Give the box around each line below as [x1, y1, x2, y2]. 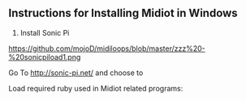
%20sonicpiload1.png [8, 52, 81, 61]
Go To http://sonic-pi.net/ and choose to [8, 68, 144, 78]
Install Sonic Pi [19, 27, 70, 37]
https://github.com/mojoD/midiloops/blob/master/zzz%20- [8, 44, 205, 53]
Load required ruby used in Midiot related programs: [8, 83, 183, 93]
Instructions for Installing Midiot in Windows [8, 6, 238, 20]
